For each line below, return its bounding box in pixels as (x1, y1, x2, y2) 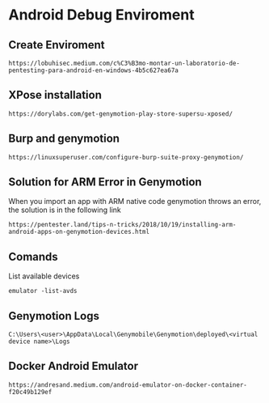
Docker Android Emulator (8, 359, 139, 373)
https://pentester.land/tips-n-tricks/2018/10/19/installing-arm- (8, 221, 237, 229)
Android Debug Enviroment (8, 6, 195, 24)
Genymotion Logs (8, 309, 99, 323)
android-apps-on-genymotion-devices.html (8, 228, 150, 236)
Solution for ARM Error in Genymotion (8, 176, 202, 189)
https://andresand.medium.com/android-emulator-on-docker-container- (8, 380, 248, 389)
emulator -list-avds (8, 287, 78, 295)
